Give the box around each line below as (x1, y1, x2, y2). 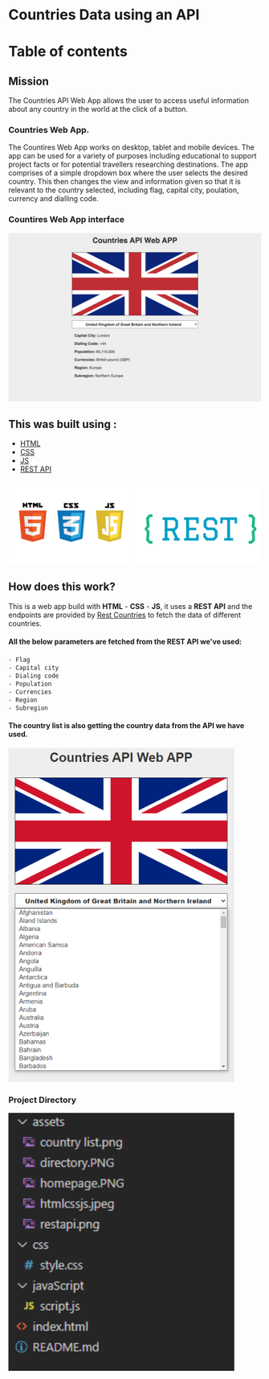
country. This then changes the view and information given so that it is (8, 177, 241, 187)
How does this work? (8, 580, 116, 594)
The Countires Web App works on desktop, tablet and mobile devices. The (8, 142, 255, 152)
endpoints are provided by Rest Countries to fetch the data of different (8, 610, 241, 620)
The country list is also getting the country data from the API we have (8, 721, 245, 731)
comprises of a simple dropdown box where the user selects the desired (8, 168, 248, 178)
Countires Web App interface (8, 214, 125, 225)
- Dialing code (8, 672, 59, 680)
